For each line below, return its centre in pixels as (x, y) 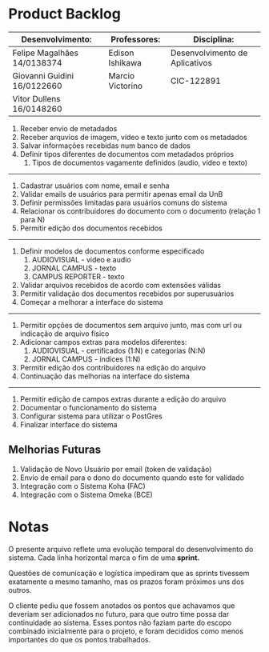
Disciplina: (214, 39)
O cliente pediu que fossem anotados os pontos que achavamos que (122, 606)
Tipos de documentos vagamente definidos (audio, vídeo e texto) (140, 162)
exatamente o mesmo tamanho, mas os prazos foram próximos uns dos (126, 582)
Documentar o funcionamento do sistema (88, 407)
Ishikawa (125, 62)
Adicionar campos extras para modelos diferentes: (103, 342)
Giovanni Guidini (43, 75)
